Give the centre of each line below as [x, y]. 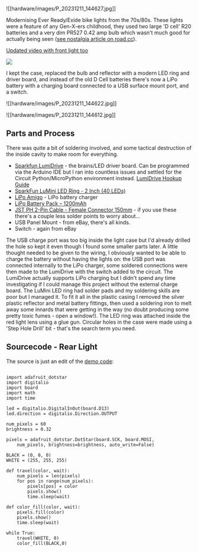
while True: [21, 533]
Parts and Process [40, 134]
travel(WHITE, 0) [38, 538]
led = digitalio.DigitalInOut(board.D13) [58, 409]
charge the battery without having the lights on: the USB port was [86, 259]
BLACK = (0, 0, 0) [29, 455]
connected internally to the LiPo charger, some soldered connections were [97, 265]
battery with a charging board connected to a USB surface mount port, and [98, 86]
